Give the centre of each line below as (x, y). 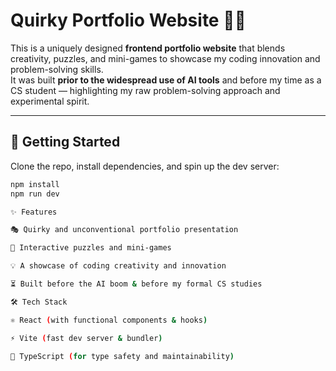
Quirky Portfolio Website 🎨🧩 (128, 20)
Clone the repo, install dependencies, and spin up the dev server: (145, 166)
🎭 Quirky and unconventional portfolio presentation (124, 230)
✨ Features (34, 212)
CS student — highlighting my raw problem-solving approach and (145, 90)
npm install (35, 184)
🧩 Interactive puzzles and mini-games (91, 248)
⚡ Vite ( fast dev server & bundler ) (86, 338)
